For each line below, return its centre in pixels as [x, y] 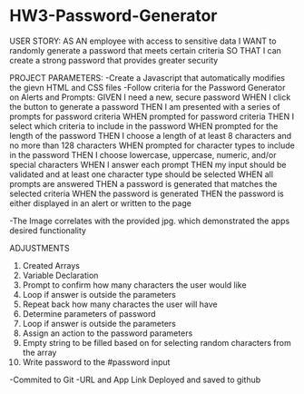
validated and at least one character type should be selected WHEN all [142, 174]
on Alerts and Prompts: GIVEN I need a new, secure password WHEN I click [150, 97]
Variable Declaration [60, 275]
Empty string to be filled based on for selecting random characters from [157, 342]
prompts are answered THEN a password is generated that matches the [143, 183]
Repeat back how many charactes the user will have [120, 304]
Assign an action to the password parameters [108, 333]
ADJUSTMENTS [39, 248]
